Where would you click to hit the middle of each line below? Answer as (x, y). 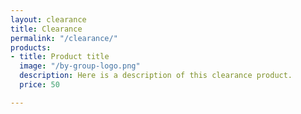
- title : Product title (60, 57)
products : (31, 47)
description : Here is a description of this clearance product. (156, 76)
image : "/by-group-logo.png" (80, 66)
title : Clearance (46, 29)
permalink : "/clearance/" (64, 38)
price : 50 (39, 85)
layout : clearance (48, 19)
